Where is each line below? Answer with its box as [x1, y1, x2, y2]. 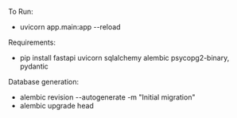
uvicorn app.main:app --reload [19, 22, 121, 31]
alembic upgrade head [19, 101, 94, 110]
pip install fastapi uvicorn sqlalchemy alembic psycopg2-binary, [19, 53, 230, 62]
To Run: [8, 7, 33, 16]
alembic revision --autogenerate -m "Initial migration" [19, 92, 196, 102]
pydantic [19, 61, 49, 71]
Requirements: [8, 37, 56, 47]
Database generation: [8, 77, 80, 86]
